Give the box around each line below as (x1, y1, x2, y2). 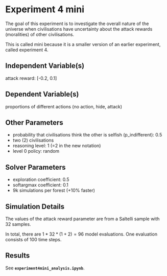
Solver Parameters (5, 163, 66, 172)
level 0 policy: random (12, 148, 60, 154)
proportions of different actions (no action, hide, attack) (5, 103, 123, 109)
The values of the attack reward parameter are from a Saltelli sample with (5, 216, 160, 222)
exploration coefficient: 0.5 (12, 176, 70, 182)
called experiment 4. (5, 47, 49, 53)
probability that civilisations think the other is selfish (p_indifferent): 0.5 (12, 132, 162, 138)
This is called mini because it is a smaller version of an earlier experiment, (5, 41, 161, 47)
